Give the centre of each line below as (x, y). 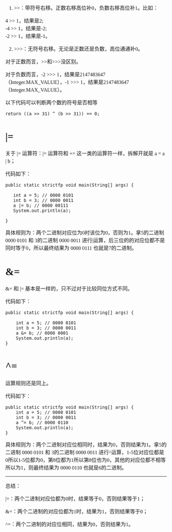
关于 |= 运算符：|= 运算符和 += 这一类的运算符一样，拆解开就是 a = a (85, 153)
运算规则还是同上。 (29, 383)
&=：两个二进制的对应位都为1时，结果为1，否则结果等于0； (77, 512)
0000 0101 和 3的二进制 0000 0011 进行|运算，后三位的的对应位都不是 (85, 240)
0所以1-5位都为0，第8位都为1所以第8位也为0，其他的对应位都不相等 (86, 460)
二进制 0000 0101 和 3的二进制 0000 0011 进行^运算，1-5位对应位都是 (85, 452)
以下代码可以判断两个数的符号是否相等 (52, 103)
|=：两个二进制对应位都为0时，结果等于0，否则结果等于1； (75, 499)
